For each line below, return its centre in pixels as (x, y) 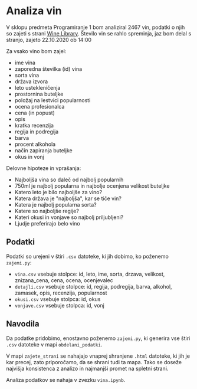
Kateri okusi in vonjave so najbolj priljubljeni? (69, 217)
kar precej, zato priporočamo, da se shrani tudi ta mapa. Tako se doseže (94, 362)
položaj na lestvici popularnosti (52, 100)
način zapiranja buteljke (43, 150)
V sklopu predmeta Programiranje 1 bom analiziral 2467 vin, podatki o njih (96, 27)
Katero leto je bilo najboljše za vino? (58, 192)
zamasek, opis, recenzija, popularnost (61, 293)
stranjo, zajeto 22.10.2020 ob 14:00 (49, 40)
